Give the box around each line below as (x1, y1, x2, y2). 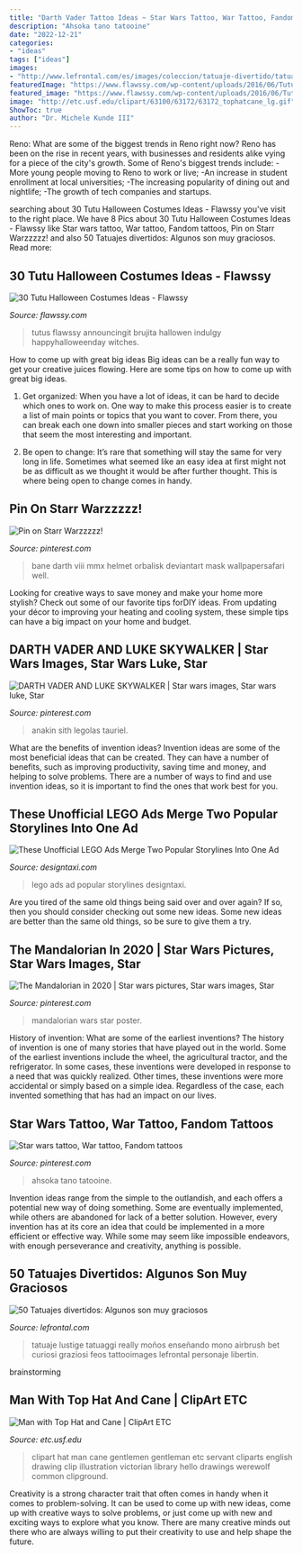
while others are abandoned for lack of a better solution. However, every (9, 1211, 278, 1222)
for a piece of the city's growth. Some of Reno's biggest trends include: (9, 158, 274, 169)
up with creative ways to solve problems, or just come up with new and (9, 1507, 272, 1518)
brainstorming (9, 1367, 61, 1377)
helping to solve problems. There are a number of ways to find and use (9, 771, 272, 782)
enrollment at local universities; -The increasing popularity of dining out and (9, 177, 290, 187)
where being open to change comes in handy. (22, 475, 193, 486)
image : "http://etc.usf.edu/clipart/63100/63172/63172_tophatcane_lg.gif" (9, 96, 296, 106)
